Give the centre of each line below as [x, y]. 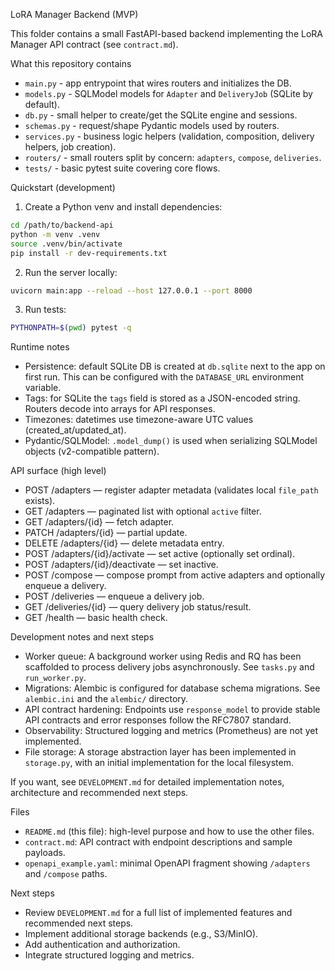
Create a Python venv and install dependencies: [123, 207]
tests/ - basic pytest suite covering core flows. [122, 168]
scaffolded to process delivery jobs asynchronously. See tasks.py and [169, 667]
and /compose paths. [66, 874]
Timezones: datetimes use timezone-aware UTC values [139, 420]
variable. [43, 388]
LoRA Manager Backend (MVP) [74, 14]
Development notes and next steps [82, 637]
